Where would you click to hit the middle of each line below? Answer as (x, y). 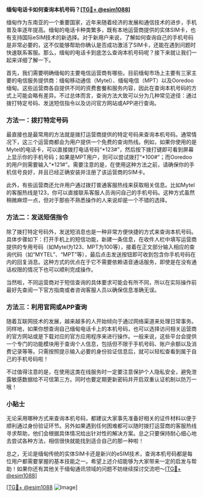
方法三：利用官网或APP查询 (47, 307)
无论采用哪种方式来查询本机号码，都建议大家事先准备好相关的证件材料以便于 (101, 418)
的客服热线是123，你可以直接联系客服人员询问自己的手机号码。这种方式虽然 (101, 193)
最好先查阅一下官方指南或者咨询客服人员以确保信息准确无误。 (83, 290)
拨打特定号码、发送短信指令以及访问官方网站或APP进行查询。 (83, 103)
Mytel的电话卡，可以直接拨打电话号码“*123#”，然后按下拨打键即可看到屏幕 (100, 150)
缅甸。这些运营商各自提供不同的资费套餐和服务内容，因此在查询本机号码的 (99, 88)
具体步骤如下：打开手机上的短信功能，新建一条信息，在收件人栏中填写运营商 (101, 239)
